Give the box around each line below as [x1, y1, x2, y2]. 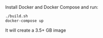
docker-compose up [5, 18, 44, 23]
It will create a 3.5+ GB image [5, 27, 66, 33]
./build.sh [5, 14, 28, 19]
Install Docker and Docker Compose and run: [5, 4, 98, 10]
